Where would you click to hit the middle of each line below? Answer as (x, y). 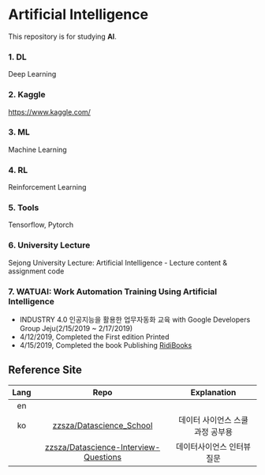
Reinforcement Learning (47, 187)
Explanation (213, 392)
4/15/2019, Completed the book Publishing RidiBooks (106, 345)
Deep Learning (32, 74)
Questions (103, 457)
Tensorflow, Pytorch (41, 225)
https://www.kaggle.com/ (49, 111)
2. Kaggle (27, 95)
